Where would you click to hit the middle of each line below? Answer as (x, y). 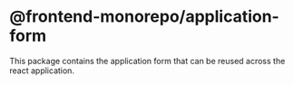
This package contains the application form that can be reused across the (147, 61)
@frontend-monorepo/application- (144, 17)
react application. (42, 71)
